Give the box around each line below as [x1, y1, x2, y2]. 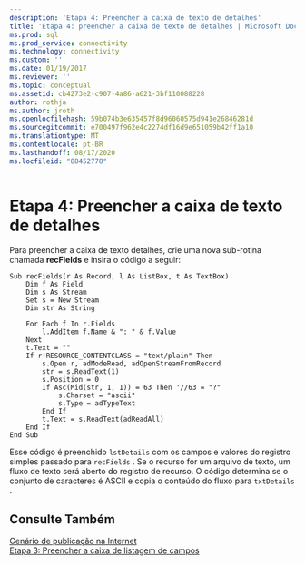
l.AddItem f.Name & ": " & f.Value [42, 327, 177, 336]
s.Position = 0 [42, 375, 100, 385]
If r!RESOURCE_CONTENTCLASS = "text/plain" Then [25, 351, 213, 361]
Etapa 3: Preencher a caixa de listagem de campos [9, 545, 200, 556]
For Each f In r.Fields [25, 319, 116, 329]
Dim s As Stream [25, 287, 88, 297]
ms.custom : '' [9, 55, 64, 64]
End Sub [9, 431, 39, 440]
